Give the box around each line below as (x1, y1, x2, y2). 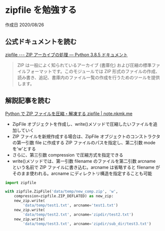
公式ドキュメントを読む (5, 38, 77, 46)
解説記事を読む (5, 97, 51, 105)
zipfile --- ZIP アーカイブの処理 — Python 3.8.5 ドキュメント (5, 51, 128, 57)
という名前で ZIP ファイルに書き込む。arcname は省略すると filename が (12, 164, 161, 170)
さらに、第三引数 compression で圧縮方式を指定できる (12, 152, 124, 158)
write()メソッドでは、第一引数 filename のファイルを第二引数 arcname (12, 158, 156, 164)
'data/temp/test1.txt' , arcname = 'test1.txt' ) (23, 203, 119, 208)
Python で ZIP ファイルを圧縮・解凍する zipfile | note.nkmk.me (5, 111, 132, 116)
